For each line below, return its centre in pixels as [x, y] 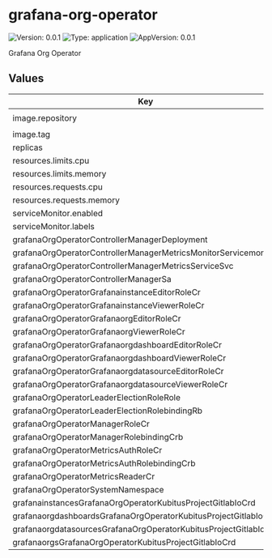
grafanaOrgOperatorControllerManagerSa [92, 279]
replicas [28, 147]
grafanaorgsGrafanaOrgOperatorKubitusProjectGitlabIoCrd [124, 542]
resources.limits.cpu [51, 160]
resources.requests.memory [66, 200]
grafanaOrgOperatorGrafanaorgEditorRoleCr [97, 318]
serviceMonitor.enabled [58, 213]
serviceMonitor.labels [54, 226]
